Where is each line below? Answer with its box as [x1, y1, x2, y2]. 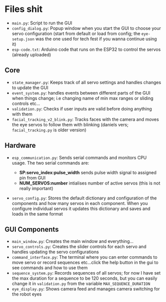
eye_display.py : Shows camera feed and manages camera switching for [11, 286, 160, 292]
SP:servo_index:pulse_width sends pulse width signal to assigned [19, 169, 157, 175]
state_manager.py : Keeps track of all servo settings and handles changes [11, 79, 162, 85]
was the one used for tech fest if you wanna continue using [35, 36, 157, 42]
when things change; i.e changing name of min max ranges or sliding [11, 95, 154, 101]
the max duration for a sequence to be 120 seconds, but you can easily [11, 275, 158, 282]
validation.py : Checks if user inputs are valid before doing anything [11, 105, 152, 111]
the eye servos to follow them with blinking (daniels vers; [11, 121, 129, 127]
